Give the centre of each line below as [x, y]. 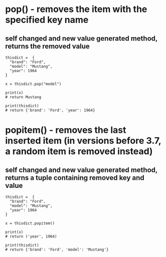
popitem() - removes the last [66, 130]
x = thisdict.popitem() [30, 223]
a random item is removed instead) [79, 152]
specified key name [47, 20]
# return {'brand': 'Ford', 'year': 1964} [50, 110]
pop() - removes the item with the [76, 9]
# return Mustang [23, 97]
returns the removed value [48, 46]
